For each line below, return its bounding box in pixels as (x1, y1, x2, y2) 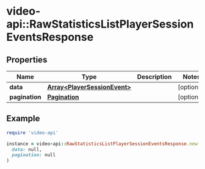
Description (137, 73, 172, 81)
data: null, (12, 146, 43, 153)
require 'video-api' (6, 129, 59, 135)
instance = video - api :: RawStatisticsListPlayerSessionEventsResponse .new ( (6, 140, 201, 147)
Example (6, 113, 40, 124)
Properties (6, 54, 48, 65)
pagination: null (12, 152, 56, 158)
